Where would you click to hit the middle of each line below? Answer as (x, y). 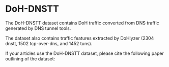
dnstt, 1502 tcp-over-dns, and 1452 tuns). (49, 43)
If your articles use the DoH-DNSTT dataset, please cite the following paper (85, 53)
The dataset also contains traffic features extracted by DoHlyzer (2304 (80, 38)
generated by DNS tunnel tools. (38, 28)
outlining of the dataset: (30, 58)
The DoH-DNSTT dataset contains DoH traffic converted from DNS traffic (82, 23)
